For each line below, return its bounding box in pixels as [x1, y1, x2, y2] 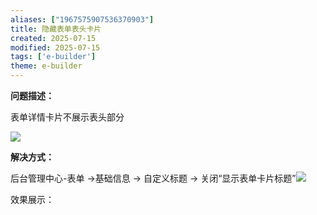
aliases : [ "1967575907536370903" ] [10, 14, 155, 25]
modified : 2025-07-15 [10, 42, 101, 53]
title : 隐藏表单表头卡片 [10, 24, 102, 34]
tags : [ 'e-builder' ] [10, 52, 97, 62]
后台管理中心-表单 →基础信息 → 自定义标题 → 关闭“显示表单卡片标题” [10, 172, 297, 184]
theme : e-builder [10, 61, 83, 71]
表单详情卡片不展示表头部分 [10, 111, 125, 123]
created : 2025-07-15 [10, 33, 97, 43]
